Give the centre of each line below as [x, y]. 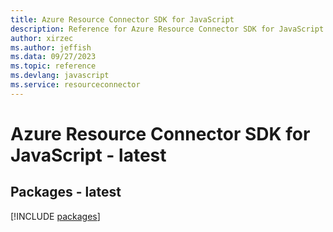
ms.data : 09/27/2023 [53, 57]
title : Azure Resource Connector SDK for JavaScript [122, 19]
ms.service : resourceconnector [75, 85]
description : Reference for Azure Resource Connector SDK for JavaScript [167, 29]
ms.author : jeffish [51, 47]
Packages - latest [66, 192]
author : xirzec [42, 38]
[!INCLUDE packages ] [55, 216]
